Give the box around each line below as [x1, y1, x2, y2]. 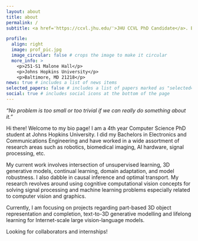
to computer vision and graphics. [6, 193, 87, 200]
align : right [11, 41, 44, 47]
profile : [6, 36, 28, 42]
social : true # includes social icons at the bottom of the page [6, 91, 170, 97]
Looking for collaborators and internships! [6, 228, 108, 235]
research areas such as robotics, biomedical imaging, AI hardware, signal [6, 143, 184, 151]
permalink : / [6, 19, 38, 25]
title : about [6, 14, 38, 20]
